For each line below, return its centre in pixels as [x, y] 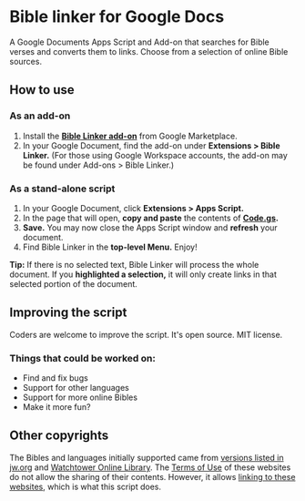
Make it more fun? [56, 407]
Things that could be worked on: [83, 358]
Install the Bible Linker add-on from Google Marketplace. [130, 136]
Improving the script [68, 313]
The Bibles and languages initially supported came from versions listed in [147, 457]
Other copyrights [59, 436]
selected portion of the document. [74, 283]
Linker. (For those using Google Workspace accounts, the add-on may [155, 155]
